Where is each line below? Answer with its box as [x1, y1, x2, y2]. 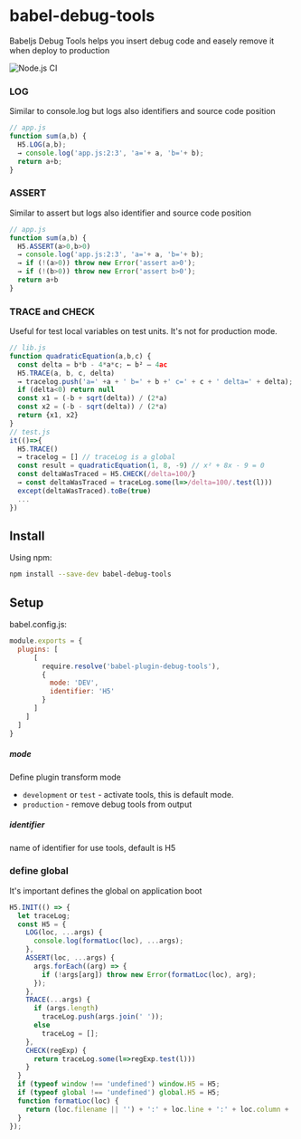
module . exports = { [9, 636, 83, 646]
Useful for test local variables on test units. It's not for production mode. [9, 326, 277, 337]
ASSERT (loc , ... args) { [25, 953, 116, 962]
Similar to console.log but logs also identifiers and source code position [9, 106, 276, 117]
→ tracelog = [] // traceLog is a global [17, 453, 176, 462]
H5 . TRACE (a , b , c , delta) [17, 368, 116, 378]
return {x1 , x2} [17, 411, 79, 420]
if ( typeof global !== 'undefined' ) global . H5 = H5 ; [17, 1088, 221, 1097]
